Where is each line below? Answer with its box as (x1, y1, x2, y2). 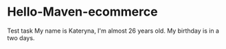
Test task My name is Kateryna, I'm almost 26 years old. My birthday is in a (7, 27, 220, 35)
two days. (7, 33, 35, 42)
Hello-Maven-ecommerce (7, 4, 158, 20)
